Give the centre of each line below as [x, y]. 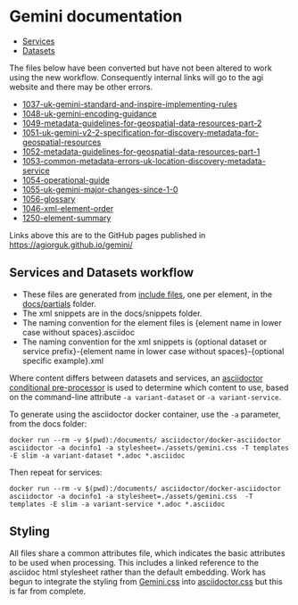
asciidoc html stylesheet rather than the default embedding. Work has [137, 572]
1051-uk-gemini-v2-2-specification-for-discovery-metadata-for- [140, 132]
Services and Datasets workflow [102, 273]
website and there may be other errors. [81, 87]
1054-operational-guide [66, 179]
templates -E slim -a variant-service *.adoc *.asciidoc [117, 504]
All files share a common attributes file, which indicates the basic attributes [147, 553]
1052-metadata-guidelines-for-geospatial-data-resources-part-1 [141, 151]
